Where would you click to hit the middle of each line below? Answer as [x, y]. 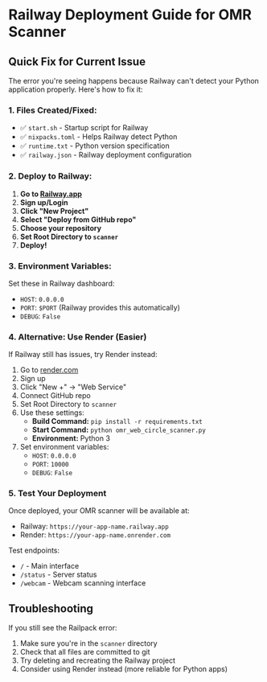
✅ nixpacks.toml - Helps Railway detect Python [99, 137]
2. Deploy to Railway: [50, 176]
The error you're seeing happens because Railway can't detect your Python [134, 81]
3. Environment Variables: [60, 265]
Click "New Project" [54, 211]
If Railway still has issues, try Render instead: [83, 355]
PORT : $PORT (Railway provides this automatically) [100, 307]
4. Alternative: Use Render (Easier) [78, 337]
